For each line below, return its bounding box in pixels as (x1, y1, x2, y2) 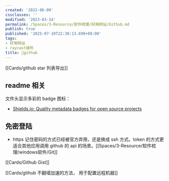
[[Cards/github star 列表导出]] (5, 65, 68, 71)
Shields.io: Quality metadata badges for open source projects (12, 106, 142, 112)
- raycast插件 (5, 45, 34, 50)
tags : (5, 36, 17, 41)
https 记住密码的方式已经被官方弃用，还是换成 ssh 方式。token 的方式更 (12, 136, 164, 143)
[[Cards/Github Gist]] (5, 159, 50, 166)
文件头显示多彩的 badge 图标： (5, 95, 70, 102)
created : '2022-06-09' (5, 7, 54, 13)
